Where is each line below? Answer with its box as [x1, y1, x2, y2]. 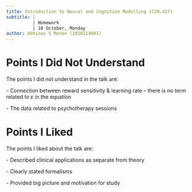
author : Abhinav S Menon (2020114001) [6, 31, 102, 37]
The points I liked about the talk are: [6, 145, 93, 152]
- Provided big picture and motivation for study [6, 180, 121, 186]
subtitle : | [6, 14, 35, 20]
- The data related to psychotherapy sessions [6, 105, 117, 112]
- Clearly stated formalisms [6, 168, 73, 175]
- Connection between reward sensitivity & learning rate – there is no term [6, 87, 186, 95]
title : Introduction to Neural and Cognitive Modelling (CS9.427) [6, 8, 173, 15]
